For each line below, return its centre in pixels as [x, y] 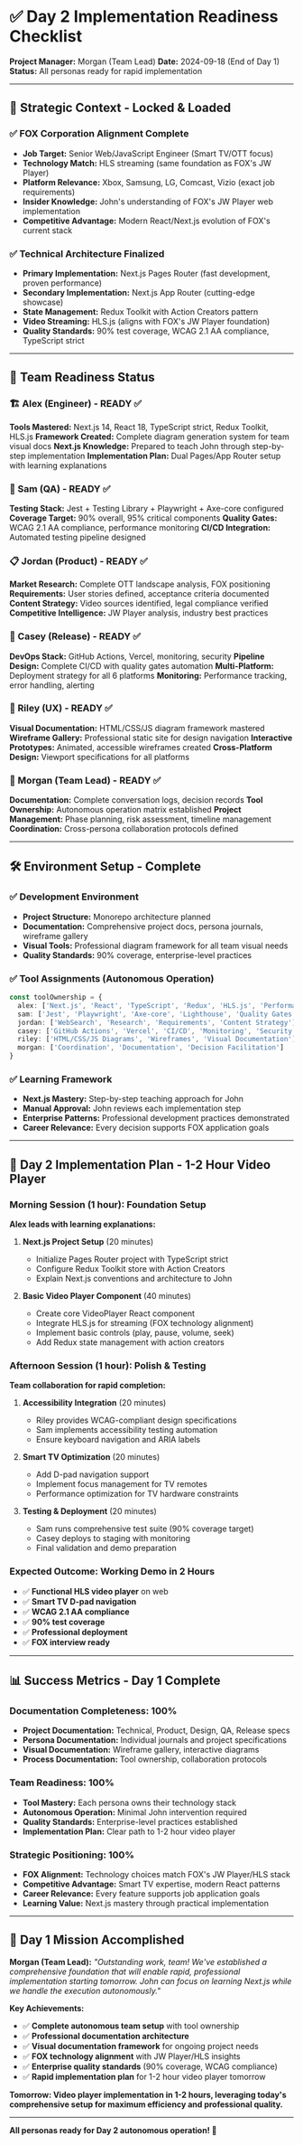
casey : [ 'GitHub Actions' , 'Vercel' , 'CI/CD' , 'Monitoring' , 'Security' [157, 1031]
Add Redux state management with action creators [130, 1342]
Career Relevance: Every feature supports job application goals [141, 1893]
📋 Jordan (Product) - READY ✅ [79, 560]
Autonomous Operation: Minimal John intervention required [135, 1812]
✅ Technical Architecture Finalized [87, 253]
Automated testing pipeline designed [78, 537]
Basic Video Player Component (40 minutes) [107, 1296]
